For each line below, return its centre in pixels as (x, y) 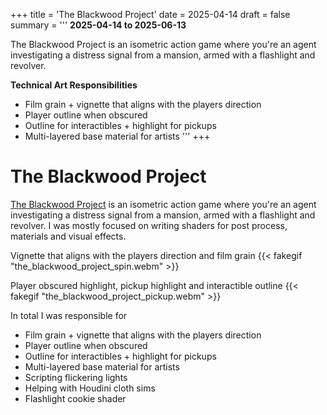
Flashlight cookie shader (75, 398)
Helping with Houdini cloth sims (90, 388)
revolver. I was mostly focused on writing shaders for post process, (149, 225)
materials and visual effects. (68, 236)
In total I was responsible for (69, 315)
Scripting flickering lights (76, 377)
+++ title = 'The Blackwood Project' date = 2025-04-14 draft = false (150, 14)
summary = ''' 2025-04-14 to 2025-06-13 (98, 25)
